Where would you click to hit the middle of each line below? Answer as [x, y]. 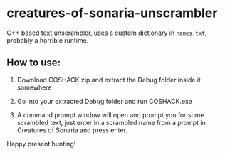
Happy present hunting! [41, 144]
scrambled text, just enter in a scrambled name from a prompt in [111, 122]
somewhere [34, 87]
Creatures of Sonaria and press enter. [72, 130]
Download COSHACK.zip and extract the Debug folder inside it [109, 80]
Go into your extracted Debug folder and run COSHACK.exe [105, 101]
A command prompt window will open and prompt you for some [110, 114]
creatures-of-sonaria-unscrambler [112, 13]
